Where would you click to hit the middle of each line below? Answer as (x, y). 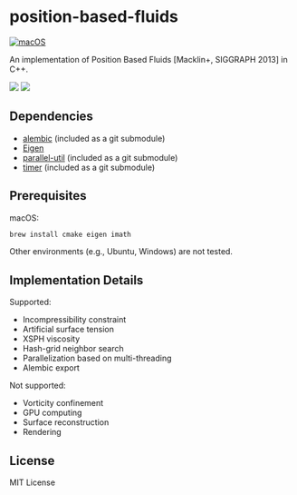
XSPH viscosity (51, 339)
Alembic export (51, 368)
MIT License (33, 482)
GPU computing (52, 413)
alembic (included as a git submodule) (94, 138)
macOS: (24, 218)
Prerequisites (48, 196)
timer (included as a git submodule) (89, 167)
